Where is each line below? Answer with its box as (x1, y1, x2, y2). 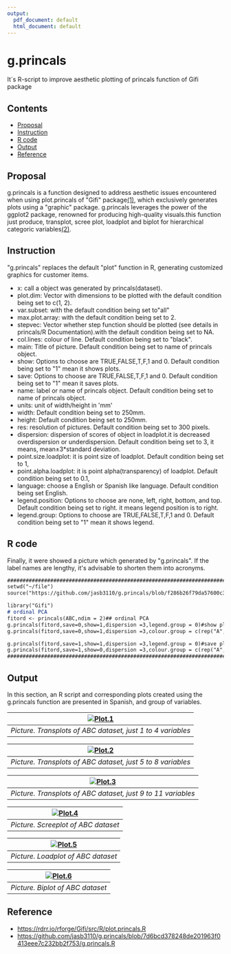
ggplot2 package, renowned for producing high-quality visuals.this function (7, 210, 221, 218)
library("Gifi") (7, 602, 54, 610)
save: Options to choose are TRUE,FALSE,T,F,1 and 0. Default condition (16, 371, 218, 380)
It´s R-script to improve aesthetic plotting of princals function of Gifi (7, 75, 199, 83)
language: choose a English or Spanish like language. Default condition (16, 481, 219, 490)
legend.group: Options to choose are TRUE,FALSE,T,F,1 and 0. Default (16, 510, 214, 519)
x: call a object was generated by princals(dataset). (16, 284, 163, 292)
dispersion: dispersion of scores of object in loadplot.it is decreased (16, 430, 210, 438)
